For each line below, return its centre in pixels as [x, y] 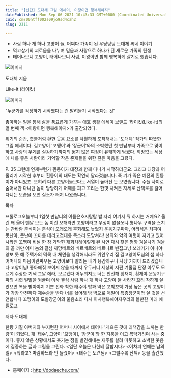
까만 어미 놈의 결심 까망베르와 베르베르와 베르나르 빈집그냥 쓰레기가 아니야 [89, 248]
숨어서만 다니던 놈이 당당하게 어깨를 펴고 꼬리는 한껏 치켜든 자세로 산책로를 [79, 188]
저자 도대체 [16, 317]
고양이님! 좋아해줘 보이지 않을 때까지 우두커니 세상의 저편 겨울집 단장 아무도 [85, 267]
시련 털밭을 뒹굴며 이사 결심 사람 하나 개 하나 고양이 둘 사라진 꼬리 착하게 [87, 280]
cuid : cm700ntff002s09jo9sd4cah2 [41, 19]
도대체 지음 [16, 78]
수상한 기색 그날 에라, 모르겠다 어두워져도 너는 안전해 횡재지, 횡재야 [81, 274]
